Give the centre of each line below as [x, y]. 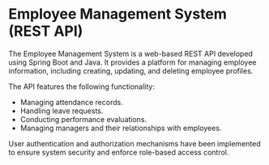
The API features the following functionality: [82, 87]
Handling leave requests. [62, 111]
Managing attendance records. [71, 102]
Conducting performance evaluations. [83, 119]
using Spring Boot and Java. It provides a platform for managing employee [132, 62]
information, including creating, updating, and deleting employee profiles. [131, 70]
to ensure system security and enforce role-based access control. [119, 152]
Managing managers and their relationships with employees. [121, 128]
